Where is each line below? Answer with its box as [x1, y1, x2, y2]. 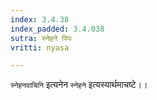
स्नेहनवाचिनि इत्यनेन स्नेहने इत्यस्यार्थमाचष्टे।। [10, 79, 148, 91]
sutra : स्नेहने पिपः [10, 33, 73, 43]
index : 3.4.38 [10, 14, 70, 25]
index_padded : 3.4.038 [10, 24, 105, 34]
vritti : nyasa [10, 42, 70, 53]
